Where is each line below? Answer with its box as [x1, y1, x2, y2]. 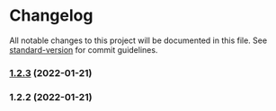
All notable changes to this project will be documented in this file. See [9, 35, 268, 46]
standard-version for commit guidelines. [9, 44, 158, 55]
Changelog [9, 5, 93, 26]
